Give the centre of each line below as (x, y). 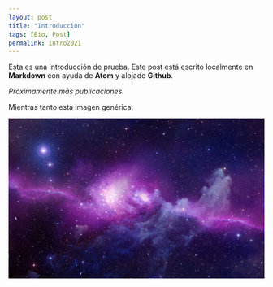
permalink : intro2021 (45, 43)
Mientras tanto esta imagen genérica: (71, 107)
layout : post (30, 17)
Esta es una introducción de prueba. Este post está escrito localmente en (131, 67)
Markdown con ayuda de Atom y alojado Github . (91, 76)
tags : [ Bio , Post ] (39, 34)
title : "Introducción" (47, 26)
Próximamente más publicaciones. (66, 91)
